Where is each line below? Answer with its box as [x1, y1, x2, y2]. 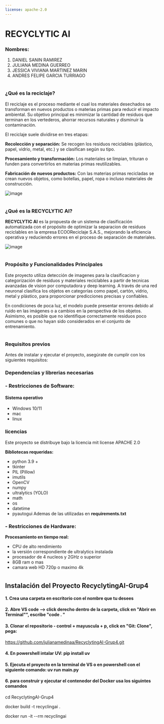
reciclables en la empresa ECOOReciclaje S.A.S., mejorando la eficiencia [5, 229, 151, 235]
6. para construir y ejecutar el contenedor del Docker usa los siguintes [5, 678, 151, 684]
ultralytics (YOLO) [12, 489, 48, 496]
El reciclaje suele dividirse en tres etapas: [5, 131, 89, 137]
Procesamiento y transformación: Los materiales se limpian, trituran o [5, 156, 148, 161]
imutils [12, 474, 26, 480]
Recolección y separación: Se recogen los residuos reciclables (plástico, [5, 141, 153, 147]
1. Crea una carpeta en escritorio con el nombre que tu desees [5, 595, 134, 601]
